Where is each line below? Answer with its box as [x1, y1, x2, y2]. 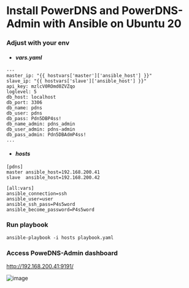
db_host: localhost [6, 94, 56, 100]
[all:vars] [6, 185, 34, 191]
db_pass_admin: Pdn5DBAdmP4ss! [6, 132, 87, 138]
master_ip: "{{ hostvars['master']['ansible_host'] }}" [6, 73, 152, 79]
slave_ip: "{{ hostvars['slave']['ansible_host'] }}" [6, 78, 147, 85]
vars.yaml [15, 53, 42, 61]
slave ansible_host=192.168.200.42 [6, 174, 100, 181]
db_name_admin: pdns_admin [6, 121, 75, 127]
